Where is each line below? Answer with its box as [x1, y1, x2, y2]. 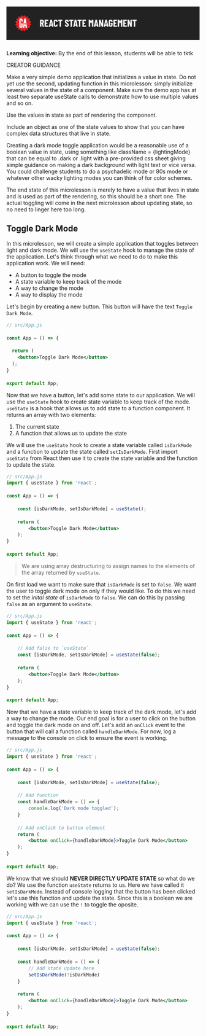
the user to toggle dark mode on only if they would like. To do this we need [6, 587, 196, 594]
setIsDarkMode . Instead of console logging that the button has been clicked [6, 887, 196, 895]
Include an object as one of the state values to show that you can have [6, 123, 185, 131]
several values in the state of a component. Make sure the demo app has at [6, 87, 197, 94]
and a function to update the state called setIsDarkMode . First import [6, 448, 178, 455]
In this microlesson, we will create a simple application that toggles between [6, 240, 199, 247]
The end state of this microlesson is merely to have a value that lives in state [6, 186, 199, 193]
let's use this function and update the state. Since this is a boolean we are [6, 894, 193, 902]
